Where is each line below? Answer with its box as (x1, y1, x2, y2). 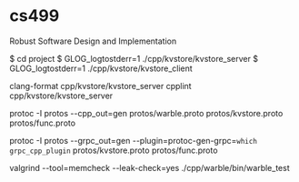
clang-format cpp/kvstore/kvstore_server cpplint (9, 80, 193, 91)
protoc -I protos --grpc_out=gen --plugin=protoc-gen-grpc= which (9, 135, 257, 146)
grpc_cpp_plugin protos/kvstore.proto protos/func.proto (9, 145, 218, 156)
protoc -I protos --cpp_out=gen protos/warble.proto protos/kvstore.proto (9, 107, 284, 118)
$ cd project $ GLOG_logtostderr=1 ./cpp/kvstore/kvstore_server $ (9, 53, 259, 64)
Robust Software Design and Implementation (9, 35, 177, 46)
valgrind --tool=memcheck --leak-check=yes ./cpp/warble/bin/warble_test (9, 162, 290, 173)
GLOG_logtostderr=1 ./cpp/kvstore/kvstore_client (9, 63, 193, 74)
